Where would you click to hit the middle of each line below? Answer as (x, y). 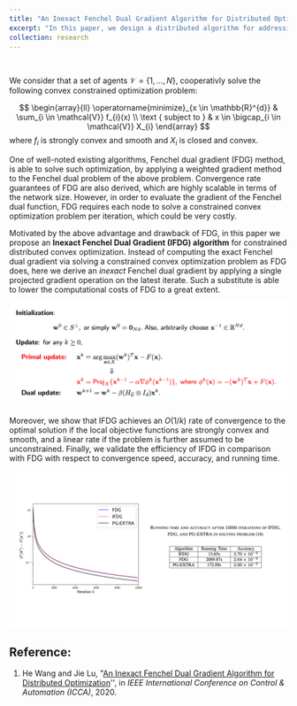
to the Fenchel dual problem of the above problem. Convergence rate (135, 179)
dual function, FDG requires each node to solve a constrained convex (135, 207)
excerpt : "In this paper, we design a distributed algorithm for (132, 28)
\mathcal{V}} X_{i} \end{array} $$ (148, 127)
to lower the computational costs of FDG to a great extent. (115, 290)
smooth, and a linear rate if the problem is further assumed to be (127, 439)
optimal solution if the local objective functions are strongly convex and (139, 430)
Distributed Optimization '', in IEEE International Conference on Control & (153, 682)
